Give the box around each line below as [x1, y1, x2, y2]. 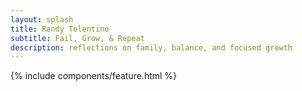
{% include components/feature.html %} [10, 70, 178, 82]
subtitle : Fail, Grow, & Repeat [10, 33, 145, 43]
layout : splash [10, 14, 74, 25]
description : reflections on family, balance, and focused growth [10, 42, 293, 53]
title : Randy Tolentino [10, 24, 110, 34]
